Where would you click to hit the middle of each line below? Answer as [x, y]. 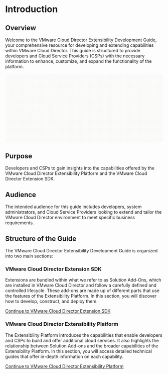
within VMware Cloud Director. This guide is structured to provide [73, 51]
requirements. [20, 223]
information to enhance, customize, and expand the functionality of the [78, 61]
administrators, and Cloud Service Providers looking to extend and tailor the [83, 212]
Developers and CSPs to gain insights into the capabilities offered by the [80, 168]
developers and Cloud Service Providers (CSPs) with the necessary [75, 56]
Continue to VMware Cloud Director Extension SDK [58, 311]
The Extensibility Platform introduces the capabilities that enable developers [84, 335]
